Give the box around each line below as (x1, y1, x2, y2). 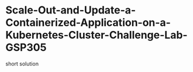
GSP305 (5, 41, 47, 54)
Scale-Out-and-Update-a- (5, 4, 136, 17)
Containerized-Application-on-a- (5, 16, 171, 29)
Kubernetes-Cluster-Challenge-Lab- (5, 29, 188, 42)
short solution (5, 60, 39, 67)
